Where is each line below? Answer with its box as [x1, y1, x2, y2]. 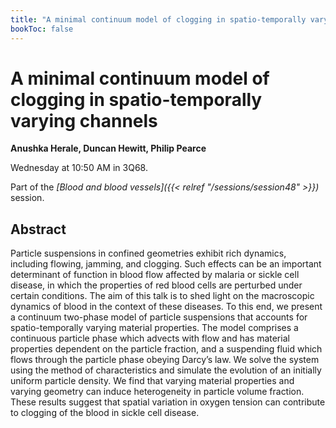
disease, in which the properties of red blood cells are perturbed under [10, 279, 303, 291]
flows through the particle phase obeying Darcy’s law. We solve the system [10, 354, 320, 366]
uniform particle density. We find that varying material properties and [10, 375, 295, 387]
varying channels [10, 109, 158, 132]
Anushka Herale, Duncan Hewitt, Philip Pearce [10, 142, 207, 155]
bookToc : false [10, 24, 74, 34]
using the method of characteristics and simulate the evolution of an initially [10, 364, 322, 376]
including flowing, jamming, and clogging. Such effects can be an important [10, 258, 322, 270]
